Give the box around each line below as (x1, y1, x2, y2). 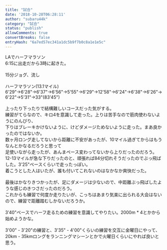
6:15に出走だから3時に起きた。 (5, 60, 69, 66)
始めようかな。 (5, 215, 36, 222)
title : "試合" (5, 7, 33, 12)
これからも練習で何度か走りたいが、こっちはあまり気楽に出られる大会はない (5, 191, 162, 197)
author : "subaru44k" (5, 16, 48, 21)
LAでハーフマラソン (5, 54, 46, 60)
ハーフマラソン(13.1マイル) (5, 83, 59, 89)
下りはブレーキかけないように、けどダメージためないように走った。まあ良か (5, 124, 162, 130)
